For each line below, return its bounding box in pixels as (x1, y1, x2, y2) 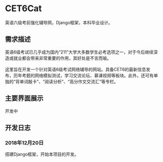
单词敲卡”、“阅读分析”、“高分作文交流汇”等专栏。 (19, 78, 118, 84)
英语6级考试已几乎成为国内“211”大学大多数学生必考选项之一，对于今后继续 (5, 49, 154, 55)
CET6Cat (5, 3, 42, 14)
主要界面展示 (5, 94, 44, 103)
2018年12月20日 (5, 139, 44, 146)
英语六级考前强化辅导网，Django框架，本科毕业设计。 (5, 19, 113, 25)
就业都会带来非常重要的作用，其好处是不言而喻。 (13, 55, 112, 61)
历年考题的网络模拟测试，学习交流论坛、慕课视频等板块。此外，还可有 (13, 72, 154, 78)
